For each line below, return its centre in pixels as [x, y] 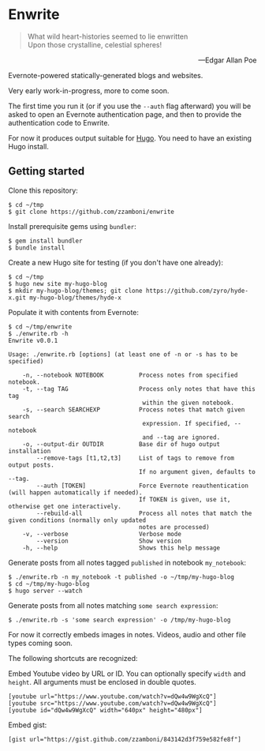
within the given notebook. [188, 403]
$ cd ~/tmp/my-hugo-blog [49, 584]
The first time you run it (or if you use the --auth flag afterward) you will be [130, 106]
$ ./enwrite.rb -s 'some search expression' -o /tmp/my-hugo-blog [119, 620]
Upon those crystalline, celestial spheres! [95, 44]
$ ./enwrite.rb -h [38, 333]
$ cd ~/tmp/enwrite [40, 327]
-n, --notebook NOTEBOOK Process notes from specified [130, 375]
